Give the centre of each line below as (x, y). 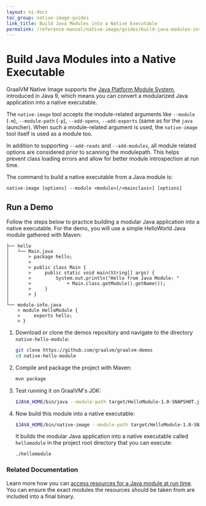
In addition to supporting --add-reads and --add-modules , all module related (101, 146)
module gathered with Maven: (44, 235)
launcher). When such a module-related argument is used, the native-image (102, 127)
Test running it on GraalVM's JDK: (58, 390)
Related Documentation (42, 470)
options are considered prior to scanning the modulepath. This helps (93, 152)
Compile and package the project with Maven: (73, 368)
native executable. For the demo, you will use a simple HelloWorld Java (96, 228)
